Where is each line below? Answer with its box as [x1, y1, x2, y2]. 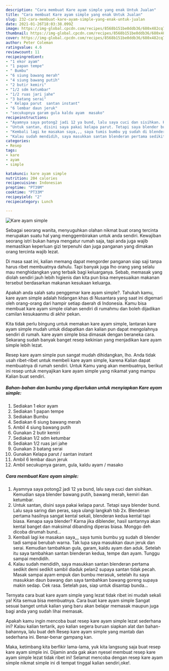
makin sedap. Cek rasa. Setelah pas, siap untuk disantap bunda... [13, 582, 148, 588]
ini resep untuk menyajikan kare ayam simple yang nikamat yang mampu [6, 368, 156, 374]
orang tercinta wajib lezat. [6, 248, 60, 254]
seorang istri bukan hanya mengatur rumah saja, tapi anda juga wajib [6, 238, 148, 244]
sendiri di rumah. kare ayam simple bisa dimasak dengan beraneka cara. [6, 331, 155, 338]
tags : [6, 148, 17, 153]
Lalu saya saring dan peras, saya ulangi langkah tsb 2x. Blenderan [13, 507, 150, 513]
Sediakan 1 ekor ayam [13, 402, 58, 409]
